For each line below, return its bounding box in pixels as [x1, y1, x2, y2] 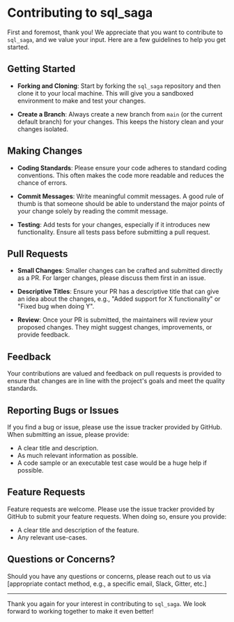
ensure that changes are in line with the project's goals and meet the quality [7, 377, 225, 385]
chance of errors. [17, 178, 68, 186]
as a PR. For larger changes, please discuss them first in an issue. [17, 274, 207, 282]
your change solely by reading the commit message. [17, 207, 169, 215]
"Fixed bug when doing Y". [17, 302, 95, 311]
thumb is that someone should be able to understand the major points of [17, 199, 225, 207]
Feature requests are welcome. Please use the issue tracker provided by [7, 505, 214, 513]
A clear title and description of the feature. [17, 526, 139, 534]
